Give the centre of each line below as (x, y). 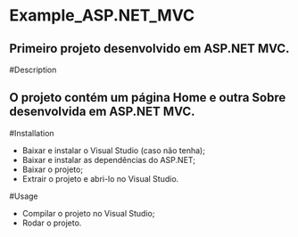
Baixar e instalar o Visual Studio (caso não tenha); (113, 150)
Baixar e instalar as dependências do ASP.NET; (109, 159)
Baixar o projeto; (52, 169)
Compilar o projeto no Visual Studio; (88, 213)
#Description (33, 69)
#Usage (24, 196)
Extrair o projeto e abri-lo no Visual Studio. (100, 178)
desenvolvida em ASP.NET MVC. (102, 112)
